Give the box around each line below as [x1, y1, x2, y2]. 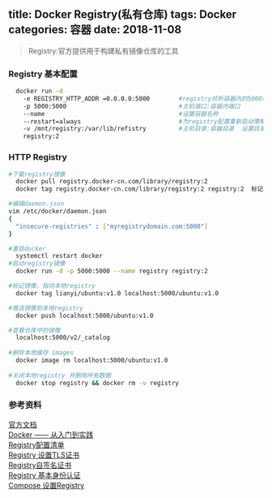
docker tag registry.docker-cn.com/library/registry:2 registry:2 [15, 185, 244, 193]
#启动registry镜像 [8, 260, 66, 268]
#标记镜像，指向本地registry [8, 282, 96, 290]
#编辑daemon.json [8, 200, 65, 208]
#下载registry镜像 [8, 170, 66, 178]
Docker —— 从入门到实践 [8, 429, 94, 440]
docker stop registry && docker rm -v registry [15, 379, 180, 387]
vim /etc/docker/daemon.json [8, 208, 107, 216]
